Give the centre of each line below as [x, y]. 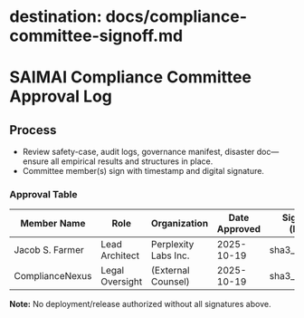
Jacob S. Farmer [49, 250]
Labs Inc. [170, 255]
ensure [36, 161]
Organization [180, 224]
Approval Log [61, 96]
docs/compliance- [176, 17]
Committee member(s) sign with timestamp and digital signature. [143, 171]
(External [170, 271]
